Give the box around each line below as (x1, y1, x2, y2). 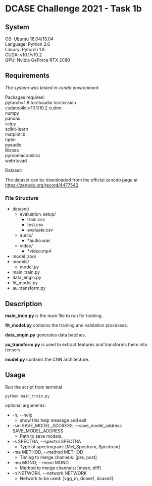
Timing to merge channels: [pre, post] (19, 454, 97, 460)
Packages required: (5, 94, 45, 100)
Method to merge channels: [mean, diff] (19, 465, 101, 471)
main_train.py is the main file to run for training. (5, 313, 103, 319)
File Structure (5, 194, 39, 201)
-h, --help (12, 412, 33, 418)
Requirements (5, 72, 50, 80)
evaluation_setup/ (19, 211, 56, 217)
